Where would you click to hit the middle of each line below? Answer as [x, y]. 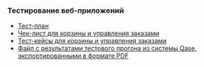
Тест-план [33, 26]
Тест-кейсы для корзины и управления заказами [92, 41]
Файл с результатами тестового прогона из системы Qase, [107, 49]
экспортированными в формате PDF [73, 56]
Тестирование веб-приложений [66, 11]
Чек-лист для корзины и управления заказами [88, 33]
